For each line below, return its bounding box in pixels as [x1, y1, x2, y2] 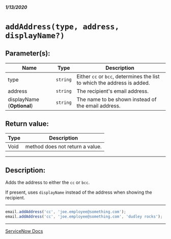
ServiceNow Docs [5, 228, 43, 234]
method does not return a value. [25, 143, 102, 150]
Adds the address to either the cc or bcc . [5, 179, 90, 185]
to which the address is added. [76, 79, 150, 86]
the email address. [76, 102, 121, 109]
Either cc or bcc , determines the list [76, 73, 160, 80]
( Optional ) [8, 102, 33, 109]
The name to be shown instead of [76, 96, 157, 103]
